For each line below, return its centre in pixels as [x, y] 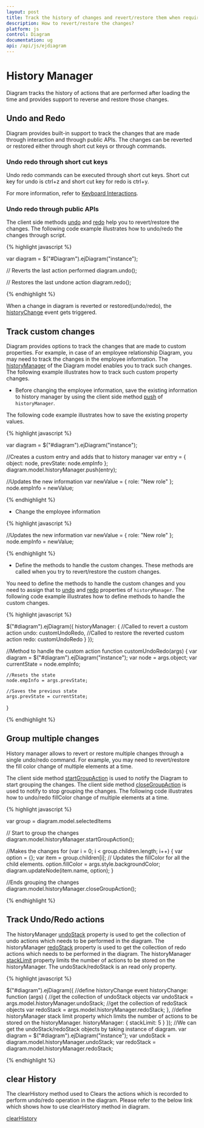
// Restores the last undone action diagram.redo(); [69, 282]
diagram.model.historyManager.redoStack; [60, 1048]
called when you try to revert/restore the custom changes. [88, 572]
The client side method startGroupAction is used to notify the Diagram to [97, 778]
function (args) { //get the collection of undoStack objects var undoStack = [100, 997]
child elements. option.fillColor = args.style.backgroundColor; [83, 864]
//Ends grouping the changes [43, 882]
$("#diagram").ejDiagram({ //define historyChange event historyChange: [97, 990]
